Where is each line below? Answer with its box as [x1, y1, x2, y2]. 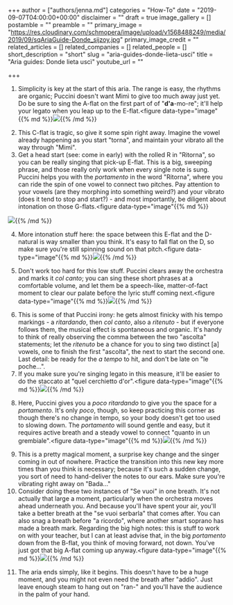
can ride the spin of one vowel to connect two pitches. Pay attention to [17, 180, 221, 188]
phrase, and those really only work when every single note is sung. [17, 166, 209, 173]
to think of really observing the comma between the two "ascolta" [17, 333, 207, 341]
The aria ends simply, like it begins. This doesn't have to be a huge [17, 568, 209, 576]
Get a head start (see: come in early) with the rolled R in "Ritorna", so [17, 151, 216, 159]
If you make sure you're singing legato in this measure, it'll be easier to [17, 370, 221, 378]
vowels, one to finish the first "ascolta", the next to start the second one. [17, 348, 225, 355]
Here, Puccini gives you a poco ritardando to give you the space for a [17, 399, 217, 407]
